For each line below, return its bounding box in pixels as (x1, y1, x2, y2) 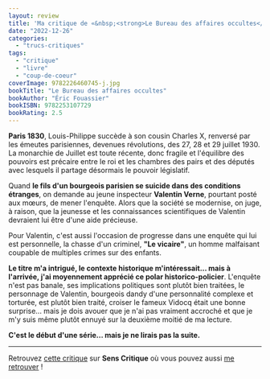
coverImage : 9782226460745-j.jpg (8, 79, 121, 87)
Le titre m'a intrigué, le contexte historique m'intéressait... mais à (8, 263, 231, 273)
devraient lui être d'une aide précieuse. (8, 215, 138, 225)
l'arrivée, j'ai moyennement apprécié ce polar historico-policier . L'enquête (8, 272, 261, 282)
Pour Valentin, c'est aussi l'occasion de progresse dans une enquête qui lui (8, 231, 257, 240)
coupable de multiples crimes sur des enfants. (8, 248, 162, 257)
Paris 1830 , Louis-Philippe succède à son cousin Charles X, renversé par (8, 131, 251, 141)
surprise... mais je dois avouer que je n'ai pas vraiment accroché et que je (8, 307, 253, 315)
